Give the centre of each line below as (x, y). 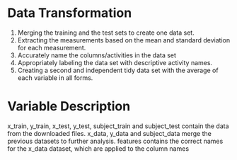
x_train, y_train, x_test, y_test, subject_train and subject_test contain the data (118, 126)
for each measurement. (52, 47)
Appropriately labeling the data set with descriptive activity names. (115, 62)
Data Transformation (70, 13)
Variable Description (69, 107)
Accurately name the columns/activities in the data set (97, 55)
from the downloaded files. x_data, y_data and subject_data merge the (110, 133)
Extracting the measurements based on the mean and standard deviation (124, 40)
